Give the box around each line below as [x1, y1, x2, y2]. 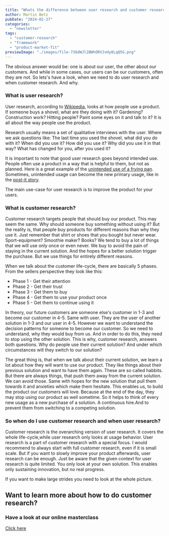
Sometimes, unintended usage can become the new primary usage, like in [5, 171, 159, 177]
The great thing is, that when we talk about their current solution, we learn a [5, 356, 162, 363]
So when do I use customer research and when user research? [5, 418, 161, 425]
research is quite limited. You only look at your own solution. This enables [5, 461, 157, 467]
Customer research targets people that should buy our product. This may [5, 216, 157, 222]
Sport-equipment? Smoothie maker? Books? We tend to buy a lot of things [5, 237, 159, 244]
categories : [5, 21, 30, 27]
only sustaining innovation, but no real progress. [5, 466, 105, 472]
